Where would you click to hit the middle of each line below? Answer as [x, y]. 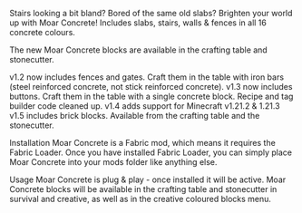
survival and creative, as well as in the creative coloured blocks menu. [141, 199]
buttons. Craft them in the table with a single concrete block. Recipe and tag [151, 96]
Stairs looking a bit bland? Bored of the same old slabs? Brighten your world [151, 13]
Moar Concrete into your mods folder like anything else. [113, 162]
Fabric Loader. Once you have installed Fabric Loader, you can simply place [151, 152]
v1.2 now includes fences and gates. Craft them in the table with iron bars [146, 77]
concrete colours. [42, 32]
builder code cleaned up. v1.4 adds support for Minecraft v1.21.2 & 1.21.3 [145, 106]
